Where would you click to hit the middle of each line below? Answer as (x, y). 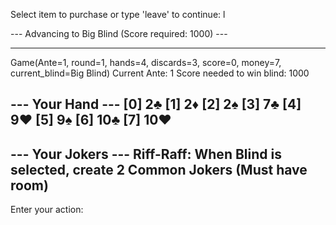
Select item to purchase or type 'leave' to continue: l (118, 14)
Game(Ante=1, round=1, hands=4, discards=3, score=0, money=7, (146, 62)
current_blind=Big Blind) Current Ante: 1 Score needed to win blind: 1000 (160, 73)
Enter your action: (47, 210)
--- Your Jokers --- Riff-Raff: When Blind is (146, 154)
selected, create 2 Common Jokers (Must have (159, 169)
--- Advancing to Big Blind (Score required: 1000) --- (119, 33)
